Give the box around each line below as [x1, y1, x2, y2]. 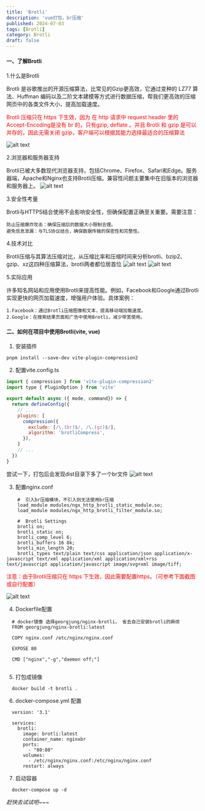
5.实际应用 [6, 274, 32, 281]
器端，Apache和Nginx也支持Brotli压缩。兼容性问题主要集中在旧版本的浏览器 [6, 174, 199, 182]
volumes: [22, 752, 45, 758]
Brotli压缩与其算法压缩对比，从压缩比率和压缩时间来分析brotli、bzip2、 [6, 253, 185, 260]
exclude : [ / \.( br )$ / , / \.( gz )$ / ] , [28, 424, 116, 430]
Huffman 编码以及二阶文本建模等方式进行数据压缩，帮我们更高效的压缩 [17, 93, 196, 100]
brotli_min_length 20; [17, 545, 75, 551]
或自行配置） [6, 580, 39, 588]
